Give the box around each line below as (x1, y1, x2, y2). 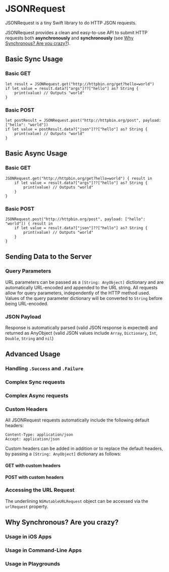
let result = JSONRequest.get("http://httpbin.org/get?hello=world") (5, 81, 155, 86)
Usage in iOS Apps (5, 533, 52, 540)
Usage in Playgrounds (5, 560, 61, 567)
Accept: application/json (5, 437, 60, 442)
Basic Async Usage (5, 149, 68, 158)
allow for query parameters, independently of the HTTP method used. (5, 290, 150, 296)
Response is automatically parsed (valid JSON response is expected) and (5, 324, 158, 331)
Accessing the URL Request (5, 487, 75, 494)
